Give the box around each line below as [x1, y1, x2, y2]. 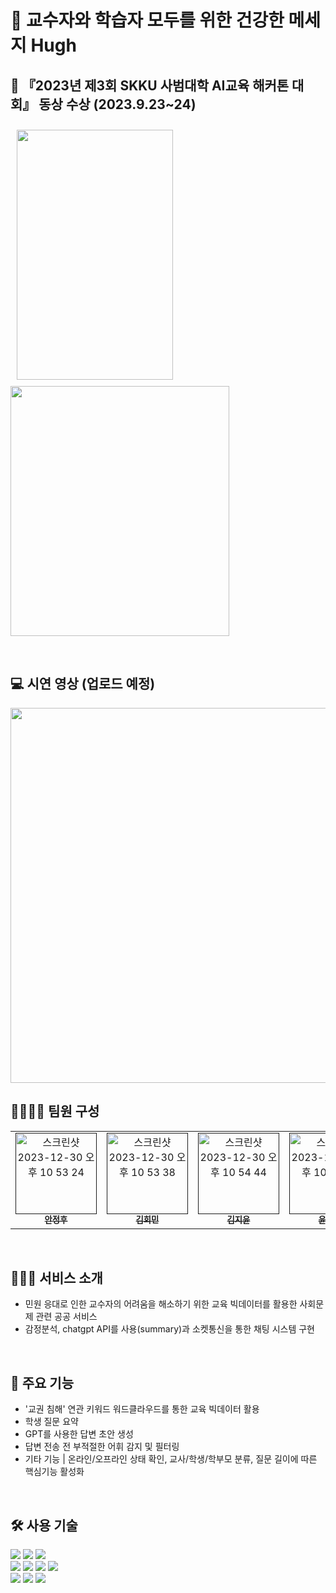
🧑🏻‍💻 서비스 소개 [10, 1270, 103, 1287]
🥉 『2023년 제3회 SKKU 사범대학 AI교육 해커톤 [10, 77, 290, 94]
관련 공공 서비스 [35, 1311, 98, 1323]
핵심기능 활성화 [24, 1466, 85, 1478]
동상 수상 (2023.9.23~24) [38, 96, 197, 113]
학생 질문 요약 [24, 1416, 79, 1428]
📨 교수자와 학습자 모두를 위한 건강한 [10, 9, 285, 32]
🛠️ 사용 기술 [10, 1517, 78, 1534]
